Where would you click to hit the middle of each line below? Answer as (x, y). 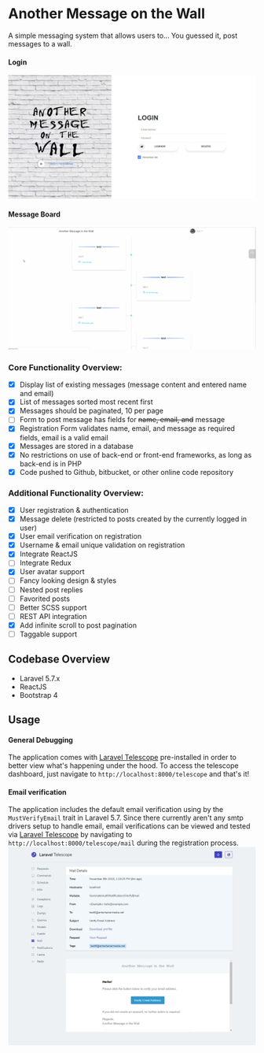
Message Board (34, 214)
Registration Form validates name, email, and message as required (127, 428)
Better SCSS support (53, 607)
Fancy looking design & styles (68, 580)
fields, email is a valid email (64, 437)
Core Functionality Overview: (66, 367)
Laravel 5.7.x (40, 678)
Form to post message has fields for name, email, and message (122, 420)
